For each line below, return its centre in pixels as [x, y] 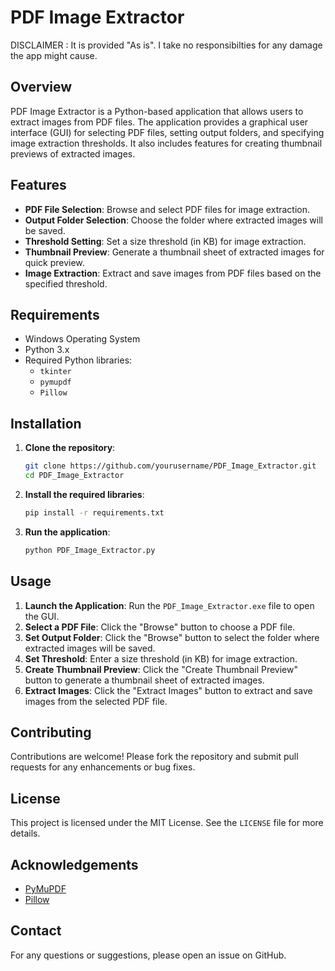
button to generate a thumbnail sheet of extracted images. [144, 680]
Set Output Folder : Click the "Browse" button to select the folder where [172, 637]
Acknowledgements [74, 864]
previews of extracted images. [73, 153]
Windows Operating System [82, 339]
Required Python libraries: [78, 360]
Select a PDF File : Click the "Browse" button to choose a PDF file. [160, 627]
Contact [36, 931]
